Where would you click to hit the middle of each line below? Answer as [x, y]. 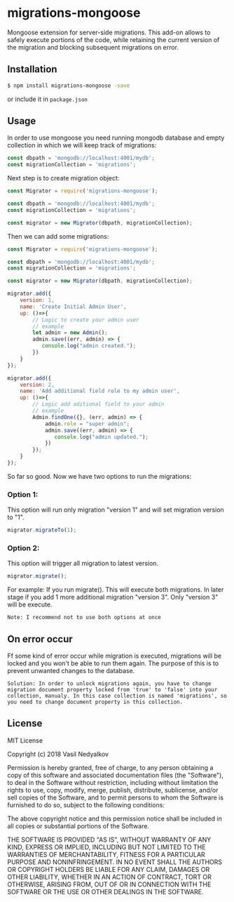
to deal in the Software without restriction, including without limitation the [113, 782]
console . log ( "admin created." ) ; [89, 346]
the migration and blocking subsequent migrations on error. [93, 47]
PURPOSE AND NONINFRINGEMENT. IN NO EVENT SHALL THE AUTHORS [115, 862]
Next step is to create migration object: [63, 178]
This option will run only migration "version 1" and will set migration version [116, 510]
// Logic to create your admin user [86, 320]
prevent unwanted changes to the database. [71, 671]
